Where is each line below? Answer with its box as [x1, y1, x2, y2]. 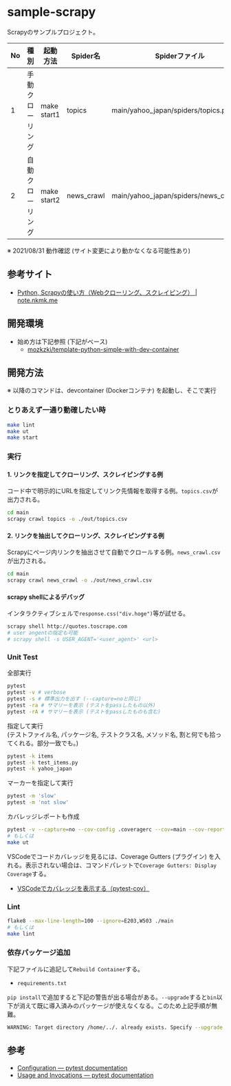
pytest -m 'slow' [7, 793, 57, 800]
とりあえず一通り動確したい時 [7, 405, 107, 415]
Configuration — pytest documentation [16, 1063, 128, 1072]
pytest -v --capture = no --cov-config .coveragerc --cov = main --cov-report [7, 826, 226, 833]
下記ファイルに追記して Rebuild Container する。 [7, 965, 144, 973]
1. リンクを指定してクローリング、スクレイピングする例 [7, 470, 164, 478]
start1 [41, 110, 60, 119]
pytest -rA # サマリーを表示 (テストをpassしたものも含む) [7, 708, 162, 715]
